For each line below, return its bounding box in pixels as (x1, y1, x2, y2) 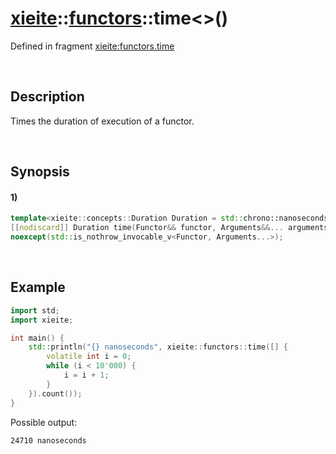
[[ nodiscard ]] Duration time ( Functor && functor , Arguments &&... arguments (10, 223, 329, 233)
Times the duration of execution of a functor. (10, 115, 195, 127)
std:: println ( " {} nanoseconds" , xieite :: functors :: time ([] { (28, 342, 289, 352)
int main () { (10, 333, 65, 343)
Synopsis (10, 163, 70, 181)
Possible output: (10, 416, 78, 428)
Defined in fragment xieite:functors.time (10, 40, 175, 52)
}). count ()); (28, 388, 83, 399)
